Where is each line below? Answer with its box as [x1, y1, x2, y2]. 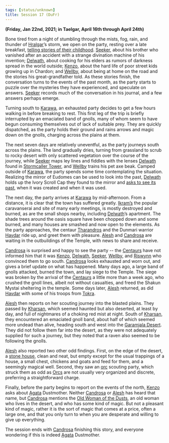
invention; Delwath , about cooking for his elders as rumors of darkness [5, 57, 153, 63]
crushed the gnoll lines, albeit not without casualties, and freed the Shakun [5, 279, 160, 286]
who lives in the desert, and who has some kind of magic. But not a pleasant [5, 400, 164, 407]
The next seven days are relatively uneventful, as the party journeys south [5, 141, 159, 147]
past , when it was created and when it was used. [5, 184, 107, 190]
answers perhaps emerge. [5, 95, 60, 101]
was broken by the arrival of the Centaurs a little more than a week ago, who [5, 274, 164, 280]
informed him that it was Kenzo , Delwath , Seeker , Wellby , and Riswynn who [5, 253, 162, 259]
